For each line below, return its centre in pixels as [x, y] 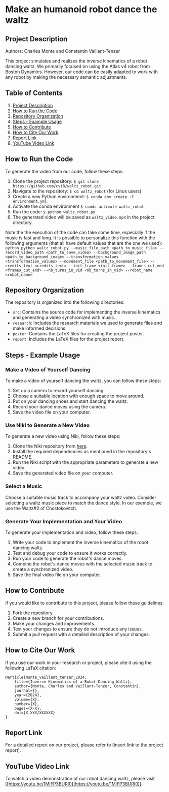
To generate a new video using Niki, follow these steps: [63, 436]
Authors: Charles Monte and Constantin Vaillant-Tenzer [63, 51]
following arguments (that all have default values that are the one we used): [84, 243]
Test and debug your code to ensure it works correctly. [70, 553]
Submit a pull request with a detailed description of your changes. [81, 634]
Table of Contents [34, 93]
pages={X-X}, [28, 708]
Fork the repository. [33, 613]
